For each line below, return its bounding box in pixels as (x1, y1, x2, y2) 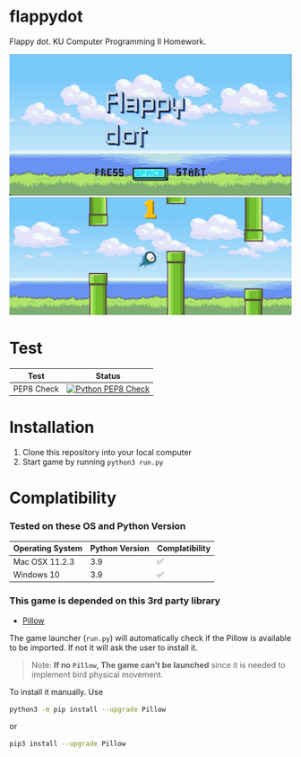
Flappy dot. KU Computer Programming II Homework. (9, 36, 207, 47)
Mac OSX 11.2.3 (13, 556, 74, 567)
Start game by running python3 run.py (21, 456, 164, 468)
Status (95, 370, 121, 381)
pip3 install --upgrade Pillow (9, 739, 126, 749)
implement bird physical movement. (30, 669, 164, 680)
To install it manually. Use (9, 686, 104, 697)
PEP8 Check (13, 383, 60, 394)
